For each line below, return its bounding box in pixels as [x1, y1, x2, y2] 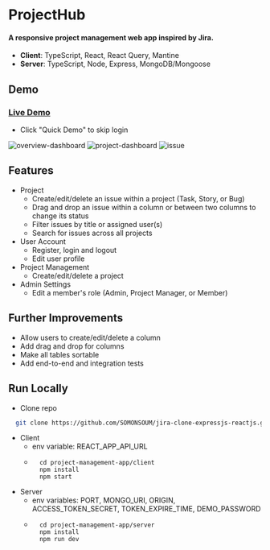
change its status [31, 211, 89, 221]
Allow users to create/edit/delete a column [19, 333, 161, 342]
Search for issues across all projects [31, 228, 153, 238]
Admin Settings [19, 279, 71, 289]
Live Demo [8, 106, 51, 118]
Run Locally [8, 382, 68, 395]
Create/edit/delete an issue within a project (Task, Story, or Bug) [31, 193, 245, 203]
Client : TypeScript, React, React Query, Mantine [19, 51, 179, 60]
